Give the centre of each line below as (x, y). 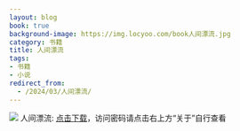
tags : (19, 58)
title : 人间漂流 (36, 50)
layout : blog (33, 17)
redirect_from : (37, 83)
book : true (29, 26)
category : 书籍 (36, 42)
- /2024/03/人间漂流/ (54, 91)
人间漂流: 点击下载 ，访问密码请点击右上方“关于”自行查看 (123, 118)
